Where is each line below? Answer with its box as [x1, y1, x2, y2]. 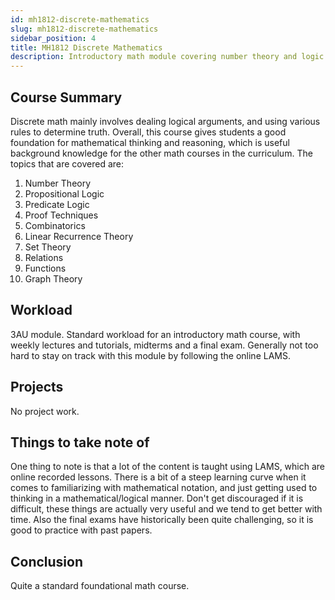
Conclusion [10, 553, 84, 570]
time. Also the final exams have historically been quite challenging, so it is [10, 514, 314, 526]
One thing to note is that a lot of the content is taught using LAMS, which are [10, 461, 326, 473]
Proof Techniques [24, 209, 99, 221]
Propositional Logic [24, 187, 105, 200]
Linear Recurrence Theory [24, 230, 134, 242]
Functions [24, 262, 67, 274]
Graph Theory [24, 272, 83, 285]
